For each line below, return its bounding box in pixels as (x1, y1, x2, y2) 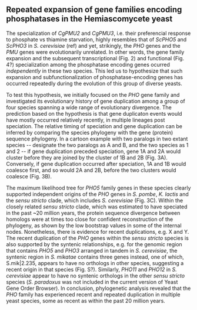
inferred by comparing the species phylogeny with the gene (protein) (6, 129, 173, 136)
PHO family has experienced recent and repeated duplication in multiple (6, 291, 181, 298)
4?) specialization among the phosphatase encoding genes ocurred (6, 61, 171, 68)
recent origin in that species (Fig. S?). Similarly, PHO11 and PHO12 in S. (6, 266, 178, 273)
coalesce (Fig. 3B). (6, 172, 52, 180)
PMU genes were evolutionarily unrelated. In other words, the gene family (6, 48, 185, 56)
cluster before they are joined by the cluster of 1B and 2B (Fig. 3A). (6, 154, 168, 161)
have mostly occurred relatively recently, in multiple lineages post (6, 116, 165, 123)
